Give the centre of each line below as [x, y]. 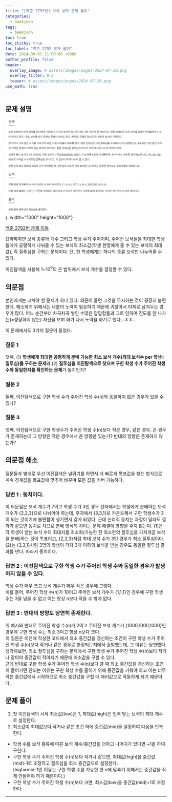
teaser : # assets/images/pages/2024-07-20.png [60, 81]
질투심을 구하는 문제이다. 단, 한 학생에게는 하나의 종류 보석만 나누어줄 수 [90, 252]
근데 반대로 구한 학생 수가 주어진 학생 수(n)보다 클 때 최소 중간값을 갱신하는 [80, 664]
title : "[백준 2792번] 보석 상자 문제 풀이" [48, 11]
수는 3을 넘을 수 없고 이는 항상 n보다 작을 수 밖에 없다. [59, 599]
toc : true [16, 38]
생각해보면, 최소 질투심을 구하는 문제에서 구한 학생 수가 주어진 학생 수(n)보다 [81, 651]
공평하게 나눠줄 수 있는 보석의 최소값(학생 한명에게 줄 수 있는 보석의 [86, 245]
